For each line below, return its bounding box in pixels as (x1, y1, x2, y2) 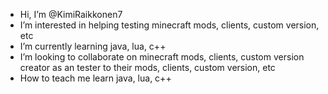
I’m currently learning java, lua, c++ (19, 40, 167, 52)
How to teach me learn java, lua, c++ (19, 72, 172, 84)
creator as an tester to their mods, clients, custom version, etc (19, 62, 276, 73)
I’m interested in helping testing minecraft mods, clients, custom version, (19, 19, 320, 31)
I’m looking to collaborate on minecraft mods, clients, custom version (19, 51, 305, 63)
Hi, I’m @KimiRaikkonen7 (19, 9, 123, 20)
